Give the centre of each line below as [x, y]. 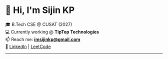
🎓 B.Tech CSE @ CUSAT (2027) [39, 24]
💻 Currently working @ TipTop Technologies [52, 31]
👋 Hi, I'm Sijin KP [40, 10]
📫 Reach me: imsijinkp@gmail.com [43, 39]
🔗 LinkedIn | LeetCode [28, 46]
